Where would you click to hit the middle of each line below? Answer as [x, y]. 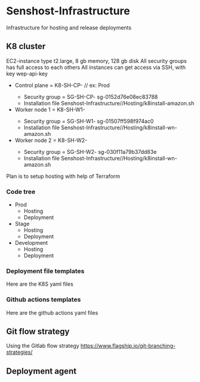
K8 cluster [26, 46]
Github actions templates [44, 299]
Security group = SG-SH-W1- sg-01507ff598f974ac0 [89, 121]
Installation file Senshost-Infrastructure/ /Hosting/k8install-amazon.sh [109, 103]
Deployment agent [41, 371]
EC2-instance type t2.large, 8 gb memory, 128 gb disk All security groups [96, 60]
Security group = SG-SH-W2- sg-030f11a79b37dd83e [90, 151]
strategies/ [19, 352]
